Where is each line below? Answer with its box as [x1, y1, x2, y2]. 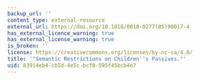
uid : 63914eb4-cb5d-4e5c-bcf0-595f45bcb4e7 [7, 62, 137, 69]
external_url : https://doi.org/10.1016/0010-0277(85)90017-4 [7, 23, 190, 30]
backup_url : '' [7, 10, 52, 17]
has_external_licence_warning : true [7, 29, 114, 37]
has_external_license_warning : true [7, 36, 114, 43]
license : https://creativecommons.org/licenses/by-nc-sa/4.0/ [7, 49, 193, 56]
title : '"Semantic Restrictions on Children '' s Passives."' [7, 56, 187, 63]
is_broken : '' [7, 42, 49, 49]
